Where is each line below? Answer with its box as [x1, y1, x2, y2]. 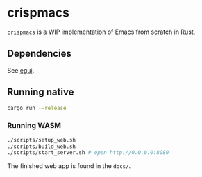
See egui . [7, 66, 35, 74]
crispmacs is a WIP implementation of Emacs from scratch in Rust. [7, 28, 196, 36]
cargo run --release [7, 104, 67, 111]
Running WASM [7, 121, 61, 131]
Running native [7, 86, 74, 98]
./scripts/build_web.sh [7, 143, 76, 150]
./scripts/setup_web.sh [7, 136, 76, 143]
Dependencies [7, 48, 71, 59]
